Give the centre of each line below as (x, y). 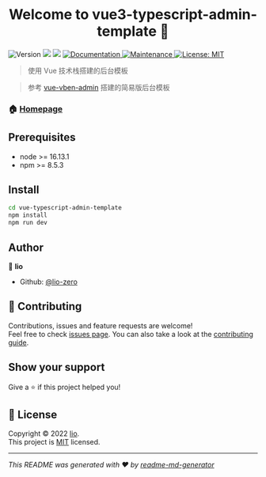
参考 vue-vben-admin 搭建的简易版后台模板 (99, 87)
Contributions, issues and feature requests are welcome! (101, 325)
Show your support (57, 367)
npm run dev (28, 223)
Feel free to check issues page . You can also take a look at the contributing (131, 334)
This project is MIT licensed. (54, 442)
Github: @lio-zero (48, 282)
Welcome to (49, 15)
